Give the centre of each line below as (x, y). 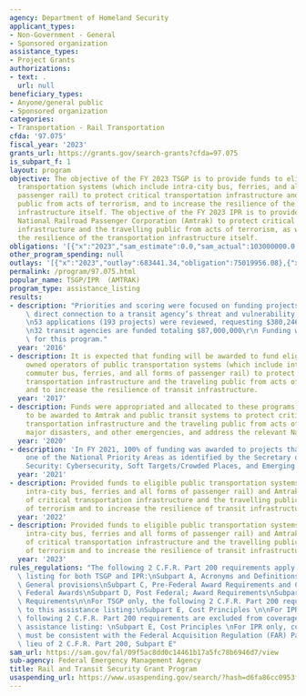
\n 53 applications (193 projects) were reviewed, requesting (144, 323)
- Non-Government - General (63, 35)
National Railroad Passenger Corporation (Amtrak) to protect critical (157, 221)
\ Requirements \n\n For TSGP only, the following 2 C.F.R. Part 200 (148, 601)
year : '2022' (42, 517)
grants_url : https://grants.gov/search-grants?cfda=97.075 (124, 153)
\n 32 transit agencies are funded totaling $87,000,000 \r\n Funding (158, 331)
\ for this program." (66, 339)
